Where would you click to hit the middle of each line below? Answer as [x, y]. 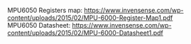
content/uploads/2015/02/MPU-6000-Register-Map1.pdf [90, 18]
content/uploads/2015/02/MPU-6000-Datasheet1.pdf [85, 33]
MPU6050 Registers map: [45, 10]
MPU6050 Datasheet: [39, 25]
